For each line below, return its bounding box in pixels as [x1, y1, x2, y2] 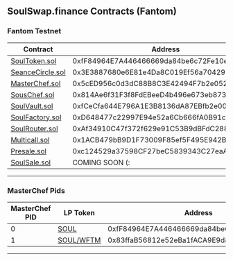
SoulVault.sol [10, 101, 53, 110]
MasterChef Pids [7, 185, 66, 195]
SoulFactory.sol [10, 112, 62, 122]
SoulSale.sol [10, 158, 51, 167]
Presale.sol [10, 146, 47, 155]
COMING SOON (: [72, 158, 130, 167]
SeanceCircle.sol [10, 67, 66, 77]
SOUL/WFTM [58, 235, 101, 245]
